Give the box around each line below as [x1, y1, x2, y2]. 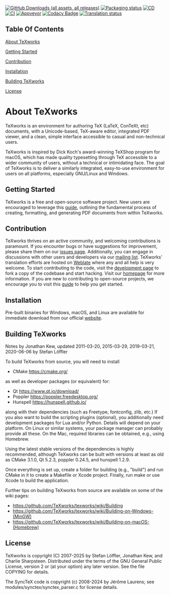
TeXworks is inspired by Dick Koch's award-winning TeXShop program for [5, 148, 160, 155]
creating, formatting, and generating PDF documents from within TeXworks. [5, 210, 164, 216]
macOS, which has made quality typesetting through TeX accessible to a [5, 154, 157, 160]
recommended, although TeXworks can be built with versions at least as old [5, 451, 164, 457]
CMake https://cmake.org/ [12, 369, 68, 374]
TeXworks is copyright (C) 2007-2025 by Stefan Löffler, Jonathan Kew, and [5, 552, 163, 558]
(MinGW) [12, 513, 32, 520]
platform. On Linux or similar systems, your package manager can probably [5, 425, 163, 431]
